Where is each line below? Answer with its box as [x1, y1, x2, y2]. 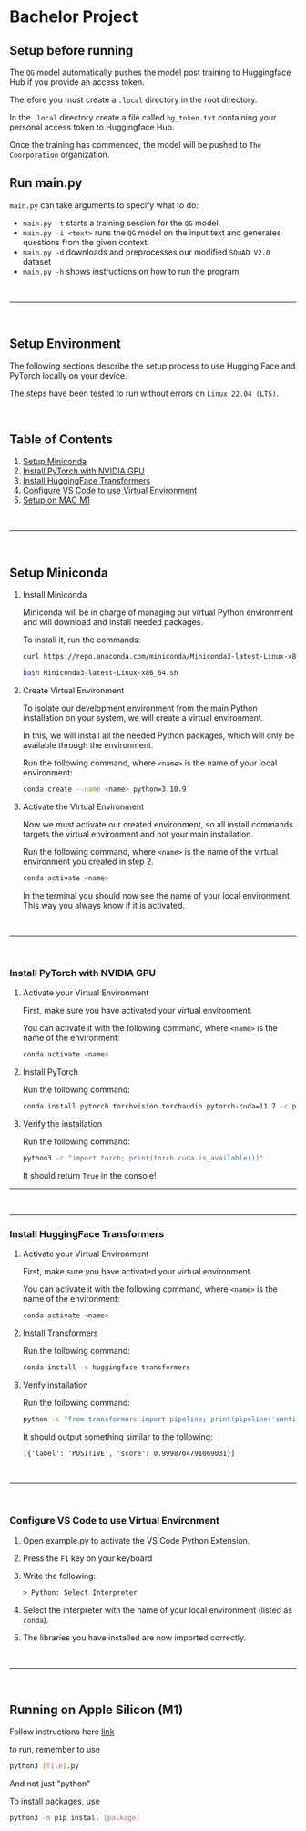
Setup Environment [9, 336, 121, 352]
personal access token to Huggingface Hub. [9, 121, 175, 132]
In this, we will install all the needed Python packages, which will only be [22, 730, 295, 741]
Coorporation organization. [9, 149, 110, 160]
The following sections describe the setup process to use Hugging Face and [9, 360, 296, 371]
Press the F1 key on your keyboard [22, 1553, 153, 1564]
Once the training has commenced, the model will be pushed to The [9, 140, 262, 150]
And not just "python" [9, 1778, 91, 1789]
